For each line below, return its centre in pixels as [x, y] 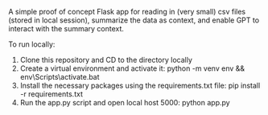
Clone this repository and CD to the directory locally [106, 60]
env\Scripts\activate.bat [60, 77]
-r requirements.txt [51, 94]
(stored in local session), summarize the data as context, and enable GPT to [134, 20]
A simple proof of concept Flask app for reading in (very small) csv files [127, 12]
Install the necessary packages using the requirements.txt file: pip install [140, 85]
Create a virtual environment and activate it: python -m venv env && [132, 68]
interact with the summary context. [66, 29]
